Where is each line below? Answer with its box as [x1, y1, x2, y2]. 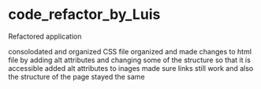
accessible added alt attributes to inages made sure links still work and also [8, 63, 254, 72]
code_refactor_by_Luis [8, 6, 161, 24]
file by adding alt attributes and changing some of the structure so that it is [8, 55, 251, 65]
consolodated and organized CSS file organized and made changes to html [8, 46, 252, 56]
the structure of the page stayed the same [8, 72, 145, 81]
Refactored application [8, 32, 82, 41]
